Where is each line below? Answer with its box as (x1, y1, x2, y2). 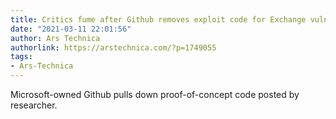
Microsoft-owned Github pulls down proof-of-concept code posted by (10, 89, 300, 100)
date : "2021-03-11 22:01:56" (10, 24, 132, 34)
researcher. (10, 99, 58, 111)
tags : (10, 52, 33, 62)
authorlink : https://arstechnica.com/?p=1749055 (10, 42, 217, 53)
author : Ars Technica (10, 33, 101, 43)
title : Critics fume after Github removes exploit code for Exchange (10, 14, 307, 25)
